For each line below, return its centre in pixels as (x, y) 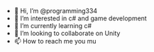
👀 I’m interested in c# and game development (80, 18)
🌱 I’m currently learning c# (53, 26)
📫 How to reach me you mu (55, 41)
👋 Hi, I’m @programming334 (56, 11)
